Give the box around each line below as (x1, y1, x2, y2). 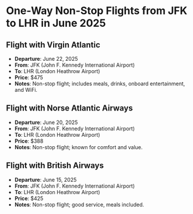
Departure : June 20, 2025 (14, 119, 78, 126)
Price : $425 (14, 195, 44, 202)
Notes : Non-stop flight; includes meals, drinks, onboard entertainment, (14, 80, 185, 87)
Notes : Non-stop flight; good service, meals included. (14, 201, 145, 208)
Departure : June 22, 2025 (14, 56, 78, 62)
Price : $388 (14, 137, 44, 144)
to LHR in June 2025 (6, 16, 106, 30)
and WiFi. (14, 87, 38, 93)
